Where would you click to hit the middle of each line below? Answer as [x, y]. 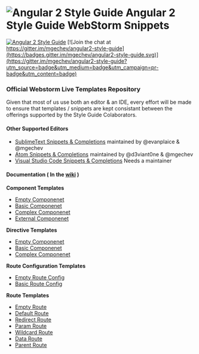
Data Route [29, 338]
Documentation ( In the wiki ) [43, 175]
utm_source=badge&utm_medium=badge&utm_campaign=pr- [82, 67]
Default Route [32, 313]
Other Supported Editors [37, 128]
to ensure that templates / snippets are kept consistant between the [90, 109]
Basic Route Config [39, 284]
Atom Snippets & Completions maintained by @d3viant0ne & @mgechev [104, 155]
